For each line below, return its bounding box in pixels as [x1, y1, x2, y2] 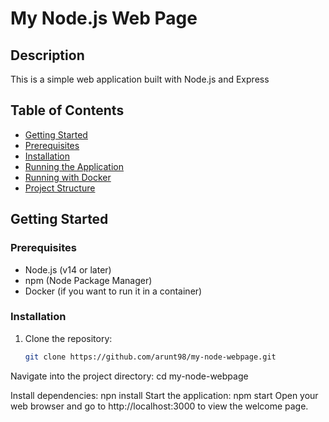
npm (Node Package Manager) [24, 274, 153, 286]
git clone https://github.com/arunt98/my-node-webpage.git [24, 352, 277, 362]
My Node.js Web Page [10, 7, 198, 30]
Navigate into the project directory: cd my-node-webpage [10, 370, 249, 382]
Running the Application [24, 160, 124, 172]
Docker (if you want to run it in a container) [24, 285, 203, 297]
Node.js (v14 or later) [24, 263, 112, 276]
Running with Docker [24, 171, 112, 183]
